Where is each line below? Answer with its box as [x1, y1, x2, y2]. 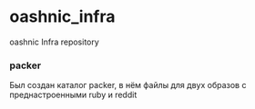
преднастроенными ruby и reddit [9, 89, 138, 101]
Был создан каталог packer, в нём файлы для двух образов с [9, 80, 247, 91]
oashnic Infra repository [9, 36, 100, 47]
